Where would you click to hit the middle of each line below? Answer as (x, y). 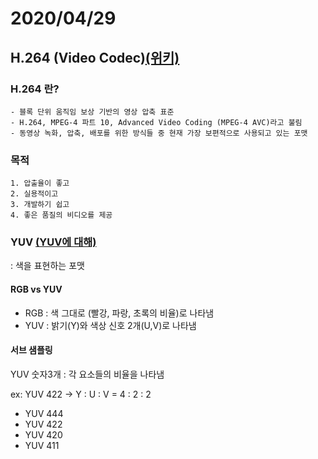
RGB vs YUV (36, 289)
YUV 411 (42, 445)
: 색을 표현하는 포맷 (47, 266)
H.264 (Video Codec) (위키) (95, 57)
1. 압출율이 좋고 (40, 183)
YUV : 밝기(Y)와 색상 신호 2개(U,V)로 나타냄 (110, 325)
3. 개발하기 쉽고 (40, 205)
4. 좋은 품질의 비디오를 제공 (61, 215)
